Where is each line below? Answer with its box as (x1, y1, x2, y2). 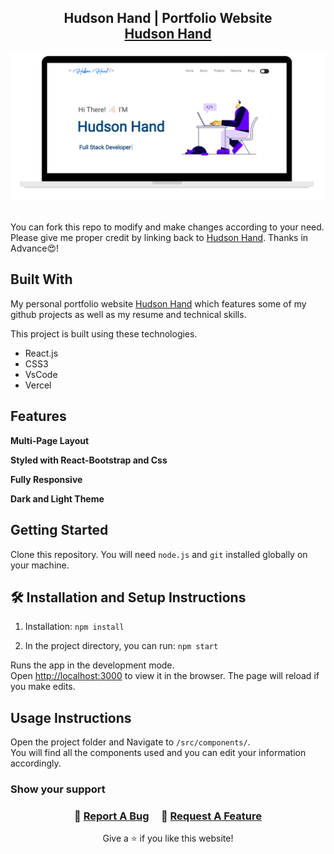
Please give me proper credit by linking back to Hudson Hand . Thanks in (10, 232, 309, 244)
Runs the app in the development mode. (10, 659, 175, 671)
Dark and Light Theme (10, 492, 105, 505)
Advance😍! (10, 242, 60, 255)
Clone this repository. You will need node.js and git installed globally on (10, 548, 308, 560)
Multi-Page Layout (10, 434, 90, 446)
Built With (10, 271, 73, 288)
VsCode (24, 368, 58, 380)
